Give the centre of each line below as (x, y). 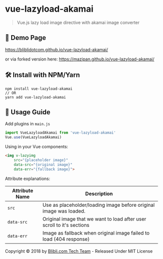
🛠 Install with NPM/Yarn (42, 75)
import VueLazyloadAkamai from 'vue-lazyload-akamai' (61, 133)
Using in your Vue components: (37, 147)
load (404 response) (66, 239)
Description (99, 194)
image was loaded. (64, 211)
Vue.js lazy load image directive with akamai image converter (78, 22)
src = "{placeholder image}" (41, 160)
